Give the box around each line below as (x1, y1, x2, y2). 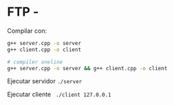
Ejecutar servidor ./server (7, 77, 83, 85)
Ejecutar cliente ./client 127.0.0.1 (7, 90, 111, 99)
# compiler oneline (7, 59, 63, 65)
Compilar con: (7, 27, 47, 35)
